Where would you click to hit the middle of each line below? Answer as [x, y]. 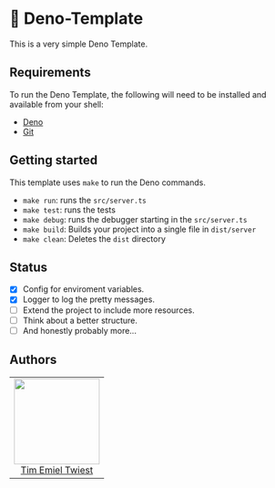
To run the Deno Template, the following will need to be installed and [138, 94]
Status [29, 267]
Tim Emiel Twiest [57, 470]
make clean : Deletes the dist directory [94, 239]
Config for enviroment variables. [83, 289]
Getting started [54, 160]
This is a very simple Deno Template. [79, 44]
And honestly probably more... [79, 330]
